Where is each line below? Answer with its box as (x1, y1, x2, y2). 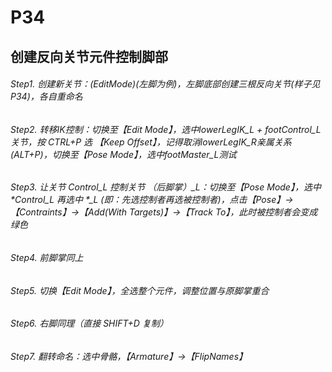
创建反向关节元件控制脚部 (10, 48, 168, 65)
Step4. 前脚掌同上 (10, 252, 84, 263)
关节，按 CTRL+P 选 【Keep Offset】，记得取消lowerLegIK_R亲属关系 (10, 136, 292, 148)
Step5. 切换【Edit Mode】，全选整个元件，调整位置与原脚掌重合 (10, 284, 270, 296)
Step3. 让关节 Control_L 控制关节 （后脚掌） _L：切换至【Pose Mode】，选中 (10, 181, 322, 193)
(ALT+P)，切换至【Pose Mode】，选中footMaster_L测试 (10, 148, 237, 160)
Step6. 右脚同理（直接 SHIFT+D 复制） (10, 317, 169, 330)
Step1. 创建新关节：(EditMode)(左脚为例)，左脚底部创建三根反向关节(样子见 (10, 78, 321, 90)
